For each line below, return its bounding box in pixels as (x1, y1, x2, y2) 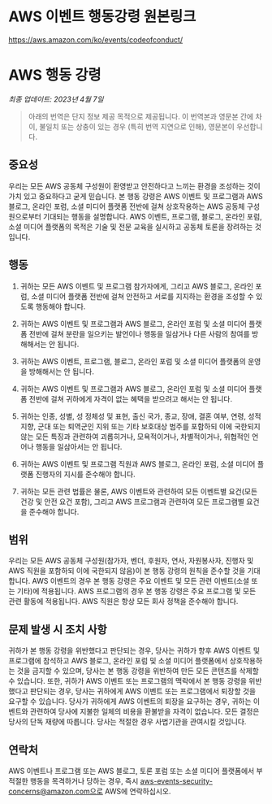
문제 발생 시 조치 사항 (8, 623, 107, 637)
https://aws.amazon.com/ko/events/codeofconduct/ (8, 34, 183, 45)
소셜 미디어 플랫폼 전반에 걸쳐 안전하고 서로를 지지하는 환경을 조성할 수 (31, 291, 254, 301)
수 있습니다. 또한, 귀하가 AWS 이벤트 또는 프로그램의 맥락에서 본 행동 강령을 (8, 676, 248, 686)
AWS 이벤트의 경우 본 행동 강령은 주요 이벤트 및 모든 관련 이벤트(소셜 (32, 576, 250, 586)
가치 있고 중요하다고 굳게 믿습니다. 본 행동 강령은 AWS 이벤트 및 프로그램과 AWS (8, 191, 263, 201)
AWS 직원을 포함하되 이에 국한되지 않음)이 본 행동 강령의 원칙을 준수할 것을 (8, 566, 246, 576)
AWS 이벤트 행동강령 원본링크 (8, 7, 196, 26)
